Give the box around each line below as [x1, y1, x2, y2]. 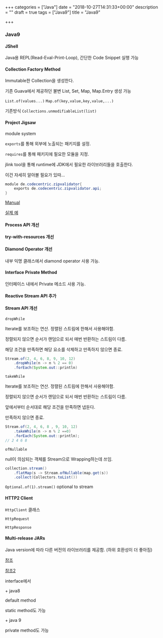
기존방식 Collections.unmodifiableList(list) [5, 108, 97, 114]
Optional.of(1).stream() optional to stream [5, 484, 93, 490]
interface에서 [5, 578, 31, 584]
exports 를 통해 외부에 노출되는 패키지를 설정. [5, 141, 91, 147]
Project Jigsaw [5, 120, 36, 125]
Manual [5, 199, 21, 205]
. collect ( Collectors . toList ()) [14, 475, 78, 480]
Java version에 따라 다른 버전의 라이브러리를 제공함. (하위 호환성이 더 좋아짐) [5, 546, 153, 553]
